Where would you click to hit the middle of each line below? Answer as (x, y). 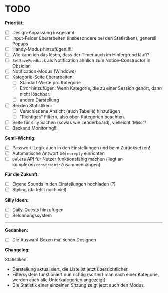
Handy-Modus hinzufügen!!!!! (43, 49)
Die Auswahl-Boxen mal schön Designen (54, 240)
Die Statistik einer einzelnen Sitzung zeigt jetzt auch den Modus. (79, 285)
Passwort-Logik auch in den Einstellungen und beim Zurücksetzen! (81, 148)
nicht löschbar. (35, 94)
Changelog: (18, 250)
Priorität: (14, 23)
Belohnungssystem (32, 215)
